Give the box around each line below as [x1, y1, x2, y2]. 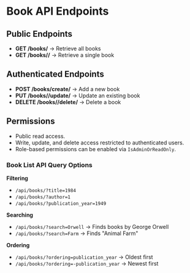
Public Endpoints [6, 29, 72, 39]
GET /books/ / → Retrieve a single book [15, 51, 115, 59]
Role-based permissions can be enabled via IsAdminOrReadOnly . [15, 145, 177, 152]
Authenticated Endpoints [6, 69, 104, 80]
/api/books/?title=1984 [15, 187, 77, 193]
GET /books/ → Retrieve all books [15, 45, 101, 52]
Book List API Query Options [6, 160, 93, 169]
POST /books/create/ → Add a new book [15, 85, 120, 92]
